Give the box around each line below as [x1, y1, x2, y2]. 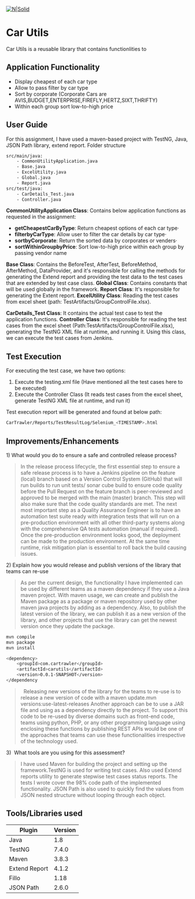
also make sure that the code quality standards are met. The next [20, 500, 177, 507]
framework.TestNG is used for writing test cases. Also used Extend [20, 767, 182, 774]
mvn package [6, 639, 35, 645]
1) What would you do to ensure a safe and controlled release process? [6, 451, 177, 458]
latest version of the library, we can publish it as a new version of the [20, 610, 186, 617]
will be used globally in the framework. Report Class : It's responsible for [6, 286, 180, 293]
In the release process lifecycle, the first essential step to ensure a [20, 463, 180, 470]
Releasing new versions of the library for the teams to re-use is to [23, 687, 181, 694]
